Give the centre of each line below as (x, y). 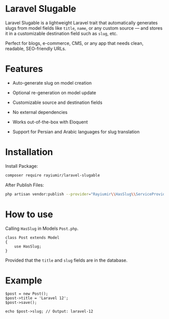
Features (24, 69)
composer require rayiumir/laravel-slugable (53, 175)
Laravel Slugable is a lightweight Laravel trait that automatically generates (81, 23)
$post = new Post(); (27, 294)
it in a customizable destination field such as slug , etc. (61, 33)
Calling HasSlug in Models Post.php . (42, 228)
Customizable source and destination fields (57, 102)
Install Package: (22, 166)
